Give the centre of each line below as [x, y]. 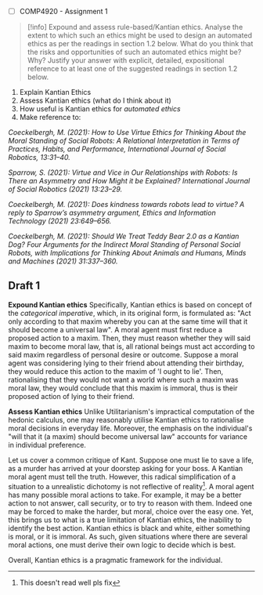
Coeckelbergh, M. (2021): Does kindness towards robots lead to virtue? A [126, 205]
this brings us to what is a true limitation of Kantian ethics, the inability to [125, 520]
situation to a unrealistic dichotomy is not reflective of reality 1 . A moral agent [131, 485]
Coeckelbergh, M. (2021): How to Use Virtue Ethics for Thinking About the [127, 132]
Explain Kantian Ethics [55, 93]
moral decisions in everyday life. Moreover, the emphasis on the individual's [130, 428]
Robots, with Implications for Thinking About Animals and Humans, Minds [127, 253]
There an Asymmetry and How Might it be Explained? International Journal [129, 181]
